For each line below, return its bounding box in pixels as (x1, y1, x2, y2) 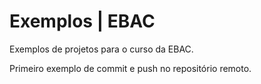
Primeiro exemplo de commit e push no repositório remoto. (9, 62, 252, 74)
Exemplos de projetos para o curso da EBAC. (9, 43, 194, 55)
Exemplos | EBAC (9, 10, 156, 33)
